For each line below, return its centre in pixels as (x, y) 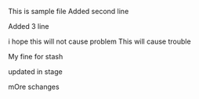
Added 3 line (29, 26)
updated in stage (35, 72)
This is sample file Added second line (69, 11)
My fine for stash (36, 57)
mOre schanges (34, 87)
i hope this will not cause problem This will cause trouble (99, 41)
